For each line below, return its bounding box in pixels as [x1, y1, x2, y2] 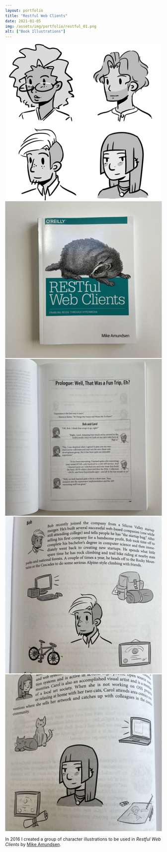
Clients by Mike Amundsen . [5, 842, 61, 848]
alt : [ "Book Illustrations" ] [5, 29, 66, 34]
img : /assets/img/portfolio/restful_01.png [5, 24, 97, 29]
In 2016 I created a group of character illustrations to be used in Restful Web [5, 836, 161, 842]
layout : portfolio [5, 8, 43, 13]
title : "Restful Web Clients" [5, 13, 68, 18]
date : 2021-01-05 [5, 18, 41, 23]
